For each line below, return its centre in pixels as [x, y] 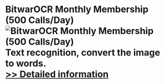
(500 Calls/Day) [40, 20]
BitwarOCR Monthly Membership [77, 9]
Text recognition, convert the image [83, 53]
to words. [26, 63]
